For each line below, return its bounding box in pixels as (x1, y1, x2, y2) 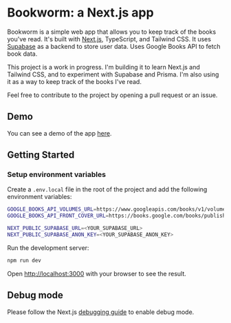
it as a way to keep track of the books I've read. (7, 77, 142, 85)
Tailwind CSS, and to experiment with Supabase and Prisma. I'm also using (7, 70, 219, 79)
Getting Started (7, 149, 75, 161)
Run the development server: (7, 243, 89, 252)
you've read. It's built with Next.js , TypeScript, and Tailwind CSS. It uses (7, 34, 212, 43)
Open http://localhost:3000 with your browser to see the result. (7, 269, 187, 278)
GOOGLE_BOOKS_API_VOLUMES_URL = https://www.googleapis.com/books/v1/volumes (7, 206, 229, 213)
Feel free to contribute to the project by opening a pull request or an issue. (7, 91, 218, 99)
